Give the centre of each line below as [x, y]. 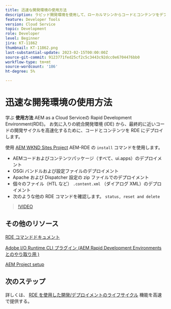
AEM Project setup [25, 264]
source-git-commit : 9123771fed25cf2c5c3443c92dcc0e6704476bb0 [73, 57]
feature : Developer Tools [33, 19]
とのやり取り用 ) [22, 254]
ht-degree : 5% [20, 72]
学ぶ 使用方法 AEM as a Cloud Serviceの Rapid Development [68, 117]
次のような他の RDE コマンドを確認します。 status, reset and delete [86, 196]
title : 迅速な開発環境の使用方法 [36, 10]
